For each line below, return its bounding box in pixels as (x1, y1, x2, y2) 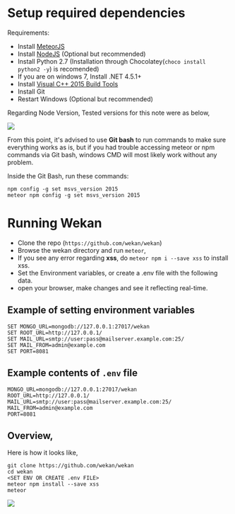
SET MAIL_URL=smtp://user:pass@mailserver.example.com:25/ (7, 335, 185, 343)
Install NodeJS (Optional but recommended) (17, 50, 146, 58)
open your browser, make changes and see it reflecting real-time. (17, 283, 208, 292)
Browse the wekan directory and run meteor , (17, 246, 146, 254)
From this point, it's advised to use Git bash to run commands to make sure (7, 135, 227, 144)
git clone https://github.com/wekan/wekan (7, 462, 134, 469)
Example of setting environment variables (7, 304, 195, 316)
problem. (7, 158, 34, 166)
